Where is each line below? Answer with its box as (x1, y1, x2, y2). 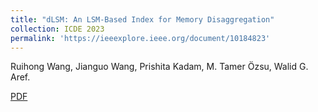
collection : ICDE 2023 (10, 24, 105, 34)
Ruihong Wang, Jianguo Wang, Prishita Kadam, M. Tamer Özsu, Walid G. (10, 61, 309, 73)
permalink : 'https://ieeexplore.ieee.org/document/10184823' (10, 33, 271, 43)
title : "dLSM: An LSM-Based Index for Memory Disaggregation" (10, 14, 275, 25)
